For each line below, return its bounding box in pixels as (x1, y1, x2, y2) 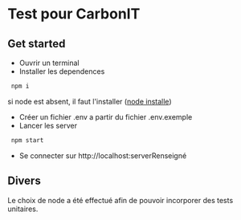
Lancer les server (18, 120, 78, 130)
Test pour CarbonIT (7, 5, 141, 23)
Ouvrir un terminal (18, 58, 80, 67)
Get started (7, 37, 66, 51)
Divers (7, 174, 41, 188)
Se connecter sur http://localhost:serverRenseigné (18, 150, 187, 161)
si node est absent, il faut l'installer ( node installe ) (7, 96, 172, 106)
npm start (10, 136, 44, 145)
